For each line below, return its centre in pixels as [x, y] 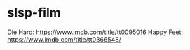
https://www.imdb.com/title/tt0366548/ [64, 39]
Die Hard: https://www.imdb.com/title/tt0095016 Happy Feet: [95, 32]
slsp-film [34, 13]
